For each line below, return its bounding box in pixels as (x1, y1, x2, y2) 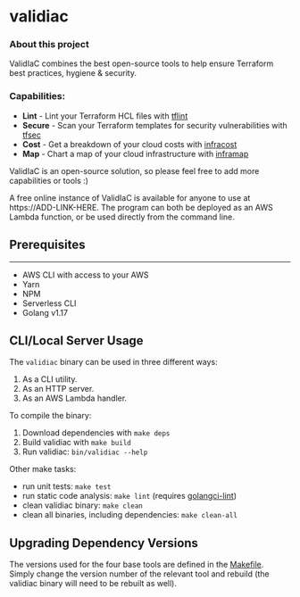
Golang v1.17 (21, 307, 69, 318)
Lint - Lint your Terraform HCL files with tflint (21, 110, 188, 121)
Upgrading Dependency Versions (9, 535, 199, 551)
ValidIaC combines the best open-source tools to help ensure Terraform (9, 58, 274, 69)
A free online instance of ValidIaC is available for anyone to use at (9, 192, 251, 203)
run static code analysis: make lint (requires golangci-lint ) (21, 491, 237, 502)
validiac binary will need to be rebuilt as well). (9, 578, 177, 589)
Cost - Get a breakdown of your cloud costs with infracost (21, 138, 237, 149)
